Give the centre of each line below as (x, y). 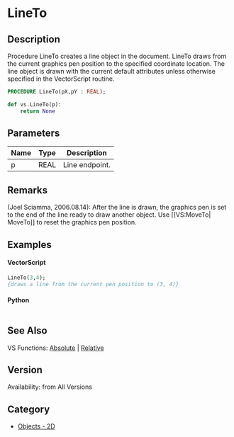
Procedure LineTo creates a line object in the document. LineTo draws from (117, 56)
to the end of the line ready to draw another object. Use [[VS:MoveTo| (109, 215)
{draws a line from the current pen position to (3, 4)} (93, 284)
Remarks (28, 190)
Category (29, 409)
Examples (29, 245)
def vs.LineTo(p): (34, 104)
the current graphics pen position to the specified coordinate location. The (116, 64)
